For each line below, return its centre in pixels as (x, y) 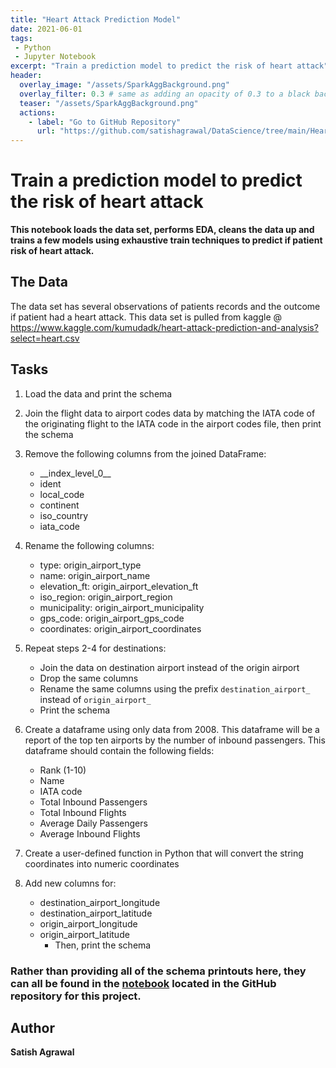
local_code (62, 494)
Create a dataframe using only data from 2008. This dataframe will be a (172, 729)
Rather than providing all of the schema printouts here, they (158, 971)
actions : (37, 112)
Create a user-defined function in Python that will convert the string (164, 853)
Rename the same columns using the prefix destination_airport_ (175, 688)
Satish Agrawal (42, 1052)
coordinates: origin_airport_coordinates (120, 628)
